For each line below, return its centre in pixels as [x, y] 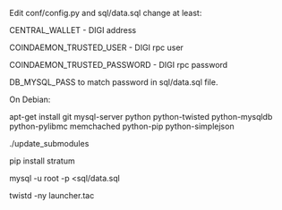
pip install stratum [42, 161]
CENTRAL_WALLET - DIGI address [73, 30]
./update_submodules [49, 143]
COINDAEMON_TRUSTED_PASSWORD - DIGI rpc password [119, 65]
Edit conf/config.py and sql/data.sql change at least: [106, 13]
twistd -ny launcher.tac [52, 195]
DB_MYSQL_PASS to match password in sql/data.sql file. [114, 82]
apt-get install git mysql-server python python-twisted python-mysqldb [141, 117]
